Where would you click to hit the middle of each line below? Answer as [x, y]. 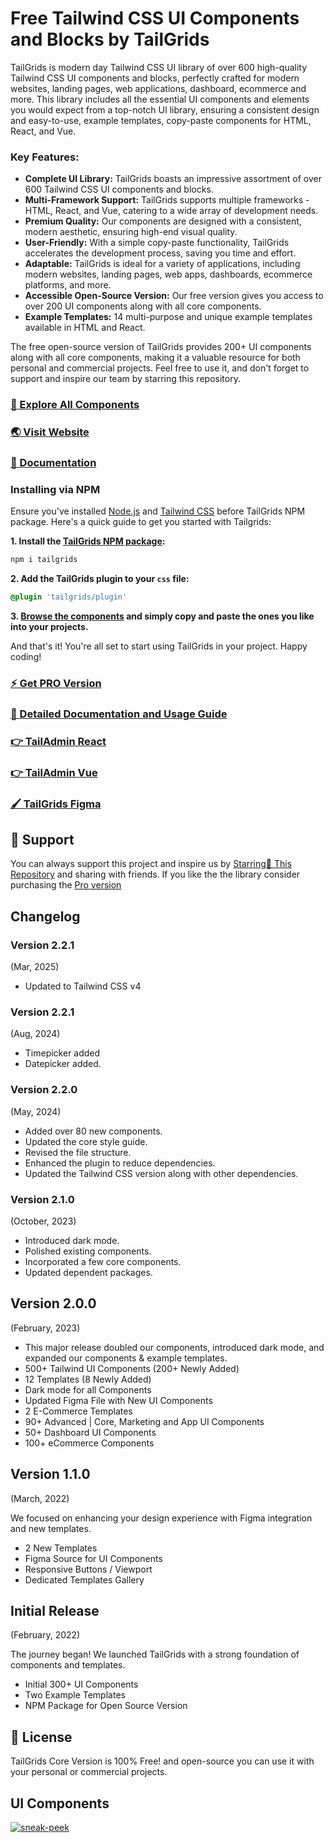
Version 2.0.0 [53, 1303]
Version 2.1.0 [42, 1199]
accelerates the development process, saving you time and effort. [160, 253]
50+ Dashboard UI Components [90, 1432]
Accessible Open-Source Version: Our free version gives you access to [174, 296]
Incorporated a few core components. [103, 1262]
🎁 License [41, 1737]
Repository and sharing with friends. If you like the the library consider [155, 874]
